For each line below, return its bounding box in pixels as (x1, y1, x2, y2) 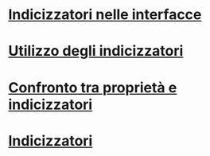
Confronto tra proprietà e (8, 78, 177, 96)
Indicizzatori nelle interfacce (8, 6, 202, 24)
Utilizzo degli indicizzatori (8, 42, 184, 60)
